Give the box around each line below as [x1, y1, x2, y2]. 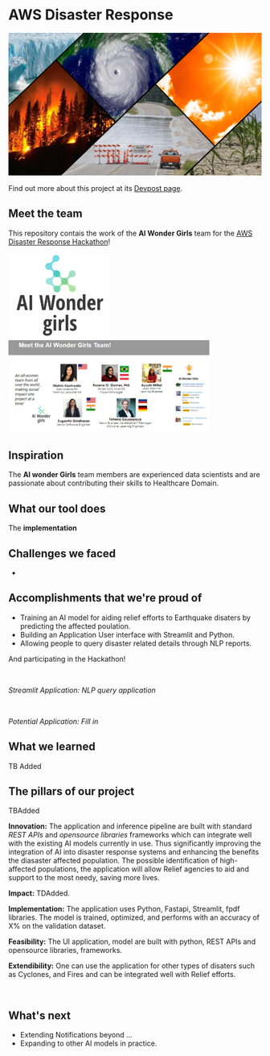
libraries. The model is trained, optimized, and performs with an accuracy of [8, 913, 260, 922]
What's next [8, 1008, 71, 1022]
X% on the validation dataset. [8, 921, 106, 931]
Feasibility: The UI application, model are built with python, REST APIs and [8, 937, 256, 946]
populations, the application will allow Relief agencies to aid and [37, 864, 249, 874]
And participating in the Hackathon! [8, 654, 126, 663]
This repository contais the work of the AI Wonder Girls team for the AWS [8, 228, 253, 238]
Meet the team [8, 207, 83, 221]
